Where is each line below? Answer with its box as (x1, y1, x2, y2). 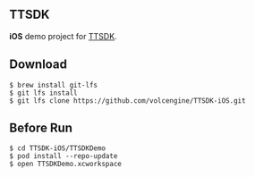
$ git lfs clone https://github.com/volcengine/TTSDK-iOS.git (9, 96, 246, 105)
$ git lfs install (9, 88, 78, 97)
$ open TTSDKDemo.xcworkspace (9, 160, 123, 169)
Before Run (9, 121, 73, 136)
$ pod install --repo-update (9, 152, 118, 161)
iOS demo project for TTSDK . (9, 30, 118, 41)
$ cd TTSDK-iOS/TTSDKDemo (9, 144, 106, 153)
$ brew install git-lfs (9, 80, 98, 89)
